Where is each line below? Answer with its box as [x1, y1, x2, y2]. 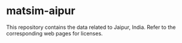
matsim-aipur [6, 4, 76, 18]
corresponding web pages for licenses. [6, 29, 103, 37]
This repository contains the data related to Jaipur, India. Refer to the [6, 24, 176, 31]
